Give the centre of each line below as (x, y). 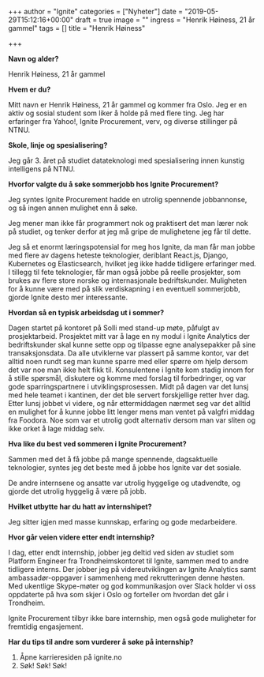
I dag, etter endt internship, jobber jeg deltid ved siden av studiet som (121, 553)
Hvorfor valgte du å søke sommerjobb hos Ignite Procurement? (113, 184)
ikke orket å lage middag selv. (56, 429)
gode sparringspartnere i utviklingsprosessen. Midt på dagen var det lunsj (128, 387)
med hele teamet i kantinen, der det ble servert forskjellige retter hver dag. (129, 395)
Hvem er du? (30, 89)
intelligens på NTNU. (42, 169)
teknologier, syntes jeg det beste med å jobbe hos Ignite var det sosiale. (125, 468)
